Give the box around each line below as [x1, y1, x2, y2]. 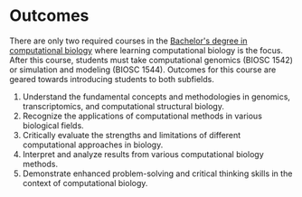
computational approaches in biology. [22, 139, 164, 150]
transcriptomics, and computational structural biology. [22, 100, 224, 111]
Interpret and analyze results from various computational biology [22, 148, 264, 159]
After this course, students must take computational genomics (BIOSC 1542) [9, 54, 294, 65]
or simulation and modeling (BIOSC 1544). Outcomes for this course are [9, 64, 277, 75]
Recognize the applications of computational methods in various [22, 110, 262, 121]
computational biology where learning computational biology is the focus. [9, 44, 283, 55]
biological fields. [22, 119, 84, 131]
